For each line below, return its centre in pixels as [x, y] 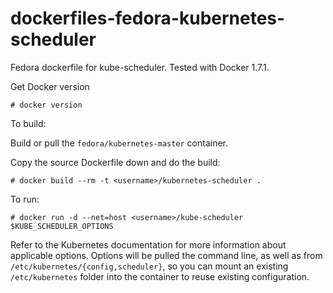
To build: [28, 123]
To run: [25, 199]
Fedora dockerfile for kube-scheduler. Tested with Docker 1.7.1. [140, 67]
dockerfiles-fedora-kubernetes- [148, 18]
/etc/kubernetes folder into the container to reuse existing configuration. [160, 276]
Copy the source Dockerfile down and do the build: [115, 162]
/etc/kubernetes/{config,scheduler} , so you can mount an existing [149, 266]
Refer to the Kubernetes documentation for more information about [148, 244]
